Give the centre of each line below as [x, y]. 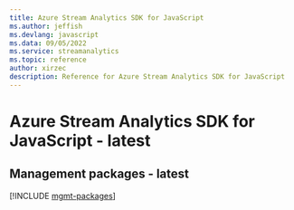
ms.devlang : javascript [54, 34]
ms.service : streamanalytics [64, 52]
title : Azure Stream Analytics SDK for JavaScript [107, 18]
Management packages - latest [100, 174]
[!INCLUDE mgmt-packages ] [62, 196]
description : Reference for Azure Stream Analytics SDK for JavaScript [147, 77]
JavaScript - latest [80, 140]
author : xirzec [38, 69]
